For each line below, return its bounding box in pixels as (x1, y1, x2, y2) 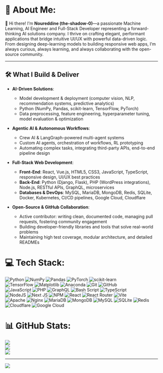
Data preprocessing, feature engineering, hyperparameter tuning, (19, 111, 150, 116)
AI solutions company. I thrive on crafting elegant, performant (22, 31, 145, 36)
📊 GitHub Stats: (5, 320, 71, 331)
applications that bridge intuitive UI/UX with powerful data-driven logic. (5, 36, 147, 42)
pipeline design (19, 150, 50, 156)
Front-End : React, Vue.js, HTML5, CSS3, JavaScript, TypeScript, (19, 169, 149, 175)
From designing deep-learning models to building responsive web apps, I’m (5, 41, 156, 47)
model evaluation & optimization (19, 116, 83, 122)
